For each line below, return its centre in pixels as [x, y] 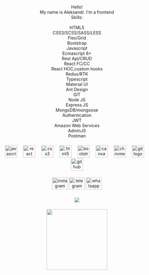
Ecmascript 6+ [77, 53]
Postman [77, 136]
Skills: [77, 17]
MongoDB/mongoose [77, 110]
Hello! [77, 7]
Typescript [77, 79]
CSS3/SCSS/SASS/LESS [77, 33]
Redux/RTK [77, 74]
